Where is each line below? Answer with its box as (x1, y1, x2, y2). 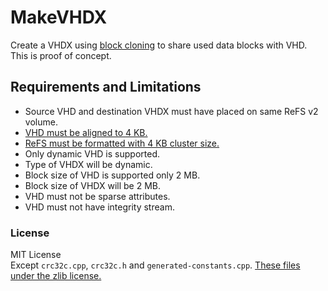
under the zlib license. (10, 270, 102, 282)
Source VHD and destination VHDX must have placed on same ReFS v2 (24, 105, 319, 117)
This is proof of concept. (10, 49, 112, 61)
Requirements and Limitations (10, 79, 202, 96)
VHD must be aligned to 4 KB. (24, 126, 148, 138)
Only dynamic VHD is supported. (24, 147, 160, 160)
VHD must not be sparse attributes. (24, 190, 171, 202)
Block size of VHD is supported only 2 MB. (24, 169, 201, 181)
